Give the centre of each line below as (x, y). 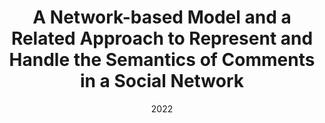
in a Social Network (162, 81)
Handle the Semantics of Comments (162, 60)
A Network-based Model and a (162, 17)
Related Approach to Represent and (162, 38)
